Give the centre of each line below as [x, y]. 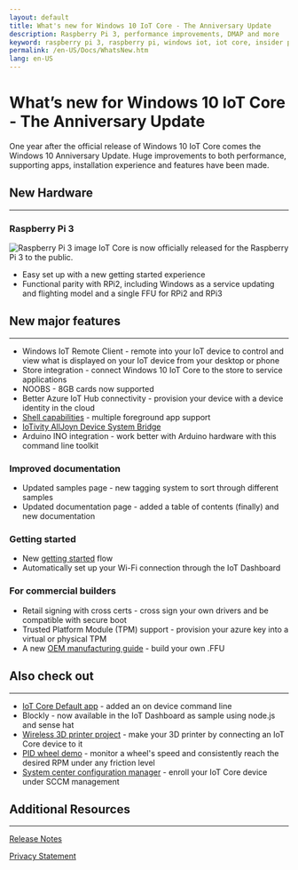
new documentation [59, 516]
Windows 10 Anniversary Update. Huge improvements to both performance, [148, 156]
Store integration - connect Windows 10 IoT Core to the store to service [152, 370]
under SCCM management [71, 781]
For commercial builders [63, 591]
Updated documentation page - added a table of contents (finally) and [150, 507]
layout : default [39, 17]
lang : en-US [31, 59]
